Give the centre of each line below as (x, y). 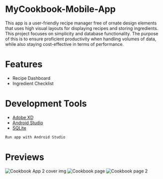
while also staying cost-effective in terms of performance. (65, 44)
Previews (25, 157)
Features (24, 65)
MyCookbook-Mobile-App (60, 9)
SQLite (19, 128)
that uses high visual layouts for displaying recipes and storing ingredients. (82, 28)
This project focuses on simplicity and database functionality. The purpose (82, 33)
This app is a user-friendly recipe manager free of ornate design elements (81, 23)
